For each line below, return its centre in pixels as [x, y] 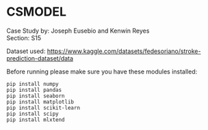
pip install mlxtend [36, 120]
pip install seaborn [36, 96]
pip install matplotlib [40, 102]
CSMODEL [36, 12]
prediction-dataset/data [40, 58]
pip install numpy [32, 84]
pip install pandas [34, 90]
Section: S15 [24, 37]
